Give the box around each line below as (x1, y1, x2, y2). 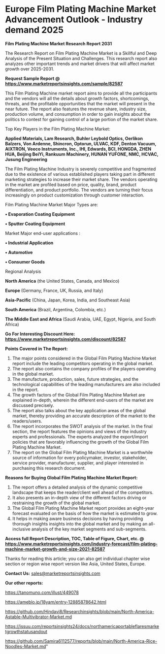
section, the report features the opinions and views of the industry (12, 428, 147, 434)
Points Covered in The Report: (5, 346, 68, 352)
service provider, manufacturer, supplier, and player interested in (12, 459, 144, 466)
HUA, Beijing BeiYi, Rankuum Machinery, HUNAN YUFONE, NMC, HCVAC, (5, 151, 159, 157)
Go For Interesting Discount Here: (5, 331, 75, 337)
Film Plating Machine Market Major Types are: (5, 201, 99, 207)
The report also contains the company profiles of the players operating (12, 365, 156, 371)
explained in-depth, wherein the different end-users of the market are (12, 397, 154, 403)
